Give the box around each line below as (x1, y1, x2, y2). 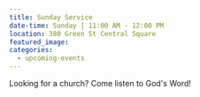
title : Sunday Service (9, 12, 93, 22)
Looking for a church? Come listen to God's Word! (9, 78, 192, 88)
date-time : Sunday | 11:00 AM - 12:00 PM (9, 21, 165, 30)
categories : (9, 46, 53, 55)
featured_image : (9, 37, 69, 47)
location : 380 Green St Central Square (9, 29, 157, 38)
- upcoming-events (17, 54, 86, 63)
